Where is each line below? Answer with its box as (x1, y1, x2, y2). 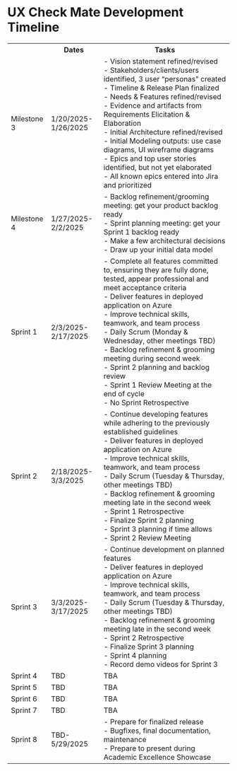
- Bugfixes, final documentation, (103, 726, 212, 736)
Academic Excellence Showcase (103, 752, 212, 762)
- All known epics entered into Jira (103, 171, 219, 181)
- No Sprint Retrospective (103, 398, 189, 407)
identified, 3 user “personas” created (103, 74, 226, 83)
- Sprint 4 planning (103, 650, 167, 660)
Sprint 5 (11, 682, 37, 692)
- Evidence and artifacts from (103, 100, 202, 110)
